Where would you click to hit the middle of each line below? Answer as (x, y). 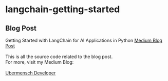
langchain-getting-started (63, 9)
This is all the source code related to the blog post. (59, 57)
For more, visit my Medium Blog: (40, 62)
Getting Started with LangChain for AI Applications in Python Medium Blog (84, 40)
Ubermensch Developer (31, 73)
